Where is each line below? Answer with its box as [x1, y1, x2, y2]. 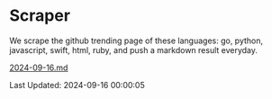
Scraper [9, 5, 70, 26]
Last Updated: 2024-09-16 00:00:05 [9, 79, 146, 90]
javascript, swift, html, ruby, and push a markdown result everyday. [9, 44, 258, 55]
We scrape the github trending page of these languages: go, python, [9, 35, 264, 46]
